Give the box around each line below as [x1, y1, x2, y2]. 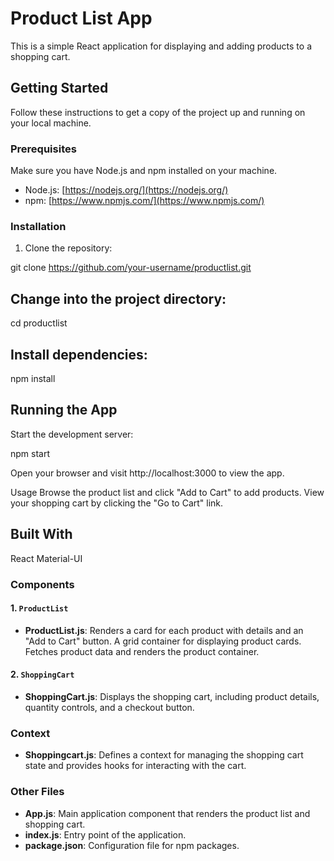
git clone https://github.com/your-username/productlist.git [10, 262, 252, 274]
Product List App [10, 7, 153, 30]
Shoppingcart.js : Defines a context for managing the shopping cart [24, 749, 304, 761]
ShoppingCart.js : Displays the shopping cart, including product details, [24, 690, 320, 702]
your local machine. [10, 117, 92, 129]
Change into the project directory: [10, 290, 227, 307]
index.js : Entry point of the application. [24, 828, 187, 841]
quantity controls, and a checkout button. [24, 701, 195, 713]
